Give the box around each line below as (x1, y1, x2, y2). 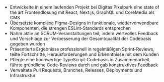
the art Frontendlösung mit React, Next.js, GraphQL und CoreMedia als (9, 9, 155, 15)
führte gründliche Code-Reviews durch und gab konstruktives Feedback (9, 62, 158, 68)
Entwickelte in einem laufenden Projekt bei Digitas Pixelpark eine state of (9, 4, 160, 10)
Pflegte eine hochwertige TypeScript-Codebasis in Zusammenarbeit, (9, 57, 151, 62)
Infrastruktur (9, 73, 36, 78)
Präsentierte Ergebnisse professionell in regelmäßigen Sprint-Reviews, (9, 46, 155, 52)
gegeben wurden (9, 41, 46, 46)
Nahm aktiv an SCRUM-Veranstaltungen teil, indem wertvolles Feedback (9, 31, 158, 36)
